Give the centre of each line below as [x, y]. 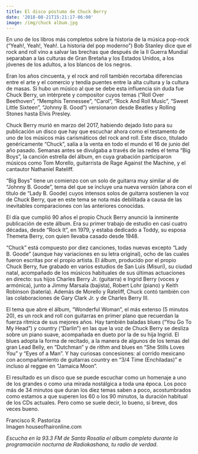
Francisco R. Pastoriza [33, 420]
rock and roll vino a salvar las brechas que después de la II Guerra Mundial [97, 52]
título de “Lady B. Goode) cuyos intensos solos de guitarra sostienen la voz [98, 194]
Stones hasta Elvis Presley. [39, 114]
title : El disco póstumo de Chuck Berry [57, 12]
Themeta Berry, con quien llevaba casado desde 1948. [72, 236]
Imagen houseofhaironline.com [44, 427]
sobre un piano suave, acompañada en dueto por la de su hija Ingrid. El [92, 334]
